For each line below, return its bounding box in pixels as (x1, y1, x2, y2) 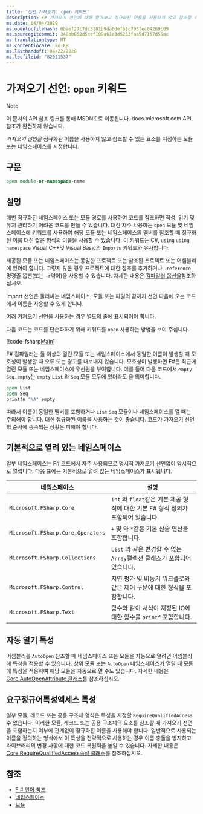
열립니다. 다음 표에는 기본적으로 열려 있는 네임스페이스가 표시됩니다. (12, 467, 172, 475)
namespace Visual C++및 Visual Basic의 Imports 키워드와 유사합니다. (6, 244, 170, 252)
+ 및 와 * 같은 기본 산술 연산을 (111, 524, 188, 533)
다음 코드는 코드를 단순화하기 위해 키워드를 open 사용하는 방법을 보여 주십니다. (6, 326, 190, 333)
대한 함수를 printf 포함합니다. (111, 613, 192, 621)
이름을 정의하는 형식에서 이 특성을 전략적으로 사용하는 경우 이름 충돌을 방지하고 (6, 734, 192, 741)
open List (6, 385, 31, 391)
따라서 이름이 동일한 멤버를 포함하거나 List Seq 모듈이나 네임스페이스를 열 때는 (6, 408, 192, 415)
